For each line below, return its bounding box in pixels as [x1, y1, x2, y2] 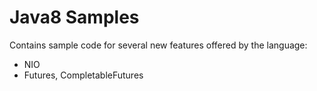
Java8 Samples [9, 6, 140, 29]
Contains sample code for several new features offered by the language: [9, 39, 308, 51]
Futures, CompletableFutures [23, 69, 144, 81]
